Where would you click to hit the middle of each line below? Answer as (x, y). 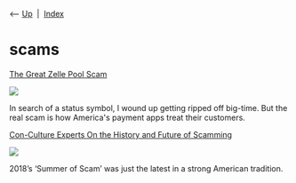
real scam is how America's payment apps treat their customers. (128, 117)
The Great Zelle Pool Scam (58, 74)
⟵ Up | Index (37, 14)
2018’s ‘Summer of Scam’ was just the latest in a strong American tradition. (146, 168)
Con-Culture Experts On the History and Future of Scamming (121, 134)
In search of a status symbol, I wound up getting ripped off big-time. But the (148, 107)
